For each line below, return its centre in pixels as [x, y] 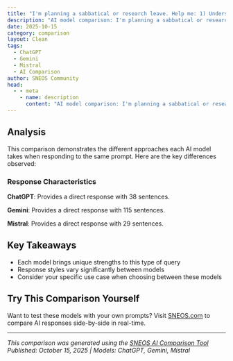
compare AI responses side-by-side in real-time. [76, 323]
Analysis [27, 132]
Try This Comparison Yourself [74, 299]
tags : [15, 46]
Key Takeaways [42, 245]
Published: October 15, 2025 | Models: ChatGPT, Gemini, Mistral [99, 350]
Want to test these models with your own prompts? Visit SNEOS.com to [109, 315]
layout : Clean [28, 40]
